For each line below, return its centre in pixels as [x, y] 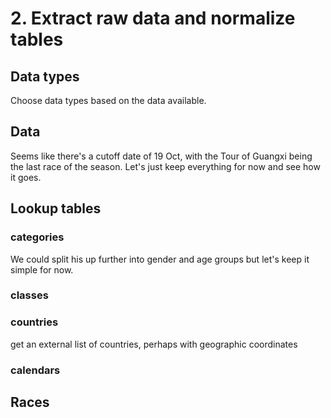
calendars [35, 370]
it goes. [26, 177]
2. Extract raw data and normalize [153, 18]
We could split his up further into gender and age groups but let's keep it [160, 259]
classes [29, 295]
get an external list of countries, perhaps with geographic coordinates [154, 344]
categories [37, 237]
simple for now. [42, 269]
